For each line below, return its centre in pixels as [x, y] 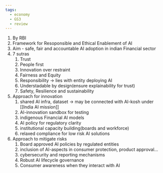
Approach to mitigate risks [39, 139]
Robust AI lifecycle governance [52, 160]
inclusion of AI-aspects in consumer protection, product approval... [89, 149]
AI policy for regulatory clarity [50, 123]
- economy [20, 14]
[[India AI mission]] [39, 107]
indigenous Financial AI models [52, 117]
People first [32, 64]
